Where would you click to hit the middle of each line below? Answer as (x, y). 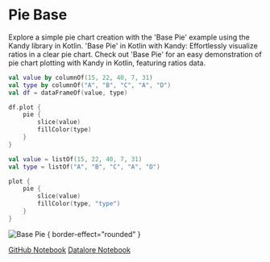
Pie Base (38, 15)
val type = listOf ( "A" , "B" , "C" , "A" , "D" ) (84, 167)
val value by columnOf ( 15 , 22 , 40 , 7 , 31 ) (81, 77)
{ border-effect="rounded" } (94, 234)
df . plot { (25, 107)
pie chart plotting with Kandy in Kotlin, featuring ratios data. (107, 63)
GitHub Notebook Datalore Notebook (70, 250)
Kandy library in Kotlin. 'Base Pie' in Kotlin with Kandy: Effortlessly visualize (133, 45)
